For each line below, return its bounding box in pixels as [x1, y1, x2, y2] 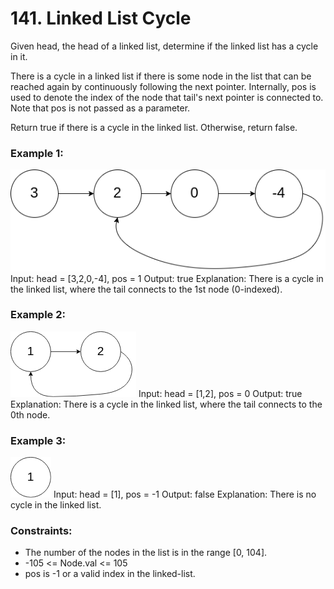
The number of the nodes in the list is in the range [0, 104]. [24, 547, 268, 559]
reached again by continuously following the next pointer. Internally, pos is [10, 80, 317, 92]
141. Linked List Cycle [10, 7, 192, 30]
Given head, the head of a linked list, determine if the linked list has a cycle [10, 40, 319, 52]
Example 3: [10, 433, 67, 447]
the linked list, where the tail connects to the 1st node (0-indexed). [10, 283, 283, 295]
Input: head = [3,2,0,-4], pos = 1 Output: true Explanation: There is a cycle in [10, 272, 324, 284]
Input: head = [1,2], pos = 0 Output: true [138, 387, 303, 399]
